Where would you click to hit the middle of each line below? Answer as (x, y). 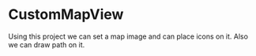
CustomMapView (66, 15)
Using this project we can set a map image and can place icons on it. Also (128, 36)
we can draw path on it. (47, 44)
